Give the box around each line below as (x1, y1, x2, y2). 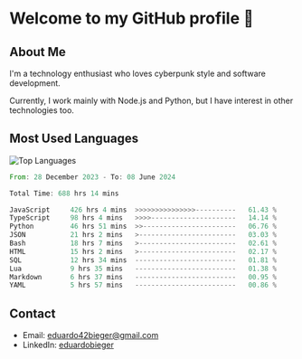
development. (9, 78, 61, 89)
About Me (9, 44, 66, 60)
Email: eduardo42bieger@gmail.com (22, 330, 159, 341)
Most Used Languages (9, 131, 138, 146)
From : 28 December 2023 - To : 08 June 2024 (9, 172, 176, 182)
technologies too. (9, 105, 75, 116)
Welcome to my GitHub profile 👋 (9, 8, 255, 29)
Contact (9, 306, 56, 321)
